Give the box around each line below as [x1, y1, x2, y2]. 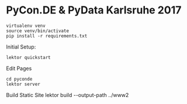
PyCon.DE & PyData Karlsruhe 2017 [6, 4, 182, 17]
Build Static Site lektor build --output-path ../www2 [6, 91, 129, 98]
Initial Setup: [6, 43, 36, 50]
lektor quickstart [6, 54, 51, 60]
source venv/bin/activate [6, 27, 69, 34]
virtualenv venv [6, 23, 46, 29]
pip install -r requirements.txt [6, 33, 88, 39]
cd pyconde [6, 76, 33, 82]
